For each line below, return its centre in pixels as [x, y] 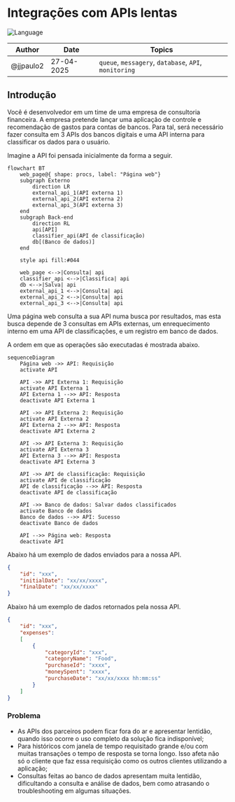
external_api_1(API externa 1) [78, 193]
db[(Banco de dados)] [64, 242]
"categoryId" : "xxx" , [76, 652]
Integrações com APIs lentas [92, 13]
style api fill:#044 [50, 260]
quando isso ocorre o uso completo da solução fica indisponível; [111, 738]
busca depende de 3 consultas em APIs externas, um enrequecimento [109, 323]
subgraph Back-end [47, 217]
